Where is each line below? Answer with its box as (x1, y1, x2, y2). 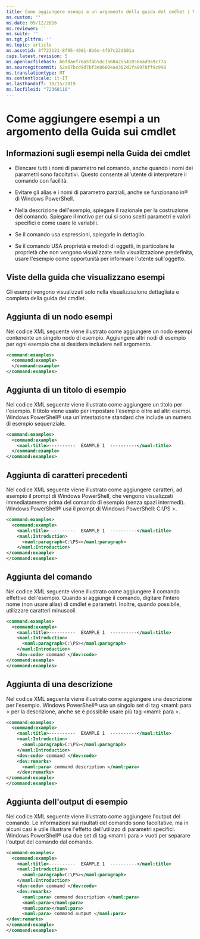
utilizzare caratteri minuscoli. (6, 606, 77, 614)
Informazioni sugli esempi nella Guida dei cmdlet (6, 149, 190, 159)
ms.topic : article (6, 42, 52, 48)
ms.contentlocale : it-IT (6, 75, 68, 81)
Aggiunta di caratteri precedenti (6, 470, 128, 481)
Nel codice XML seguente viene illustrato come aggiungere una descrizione (6, 695, 192, 702)
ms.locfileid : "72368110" (6, 87, 70, 93)
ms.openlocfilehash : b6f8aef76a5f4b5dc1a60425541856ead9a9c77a (6, 59, 167, 64)
